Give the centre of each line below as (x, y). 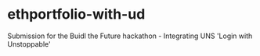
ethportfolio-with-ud (76, 14)
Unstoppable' (29, 44)
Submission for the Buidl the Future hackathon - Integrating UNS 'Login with (130, 36)
